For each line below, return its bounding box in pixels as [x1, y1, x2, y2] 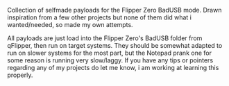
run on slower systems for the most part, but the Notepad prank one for [7, 49, 212, 57]
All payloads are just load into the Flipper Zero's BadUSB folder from [7, 34, 203, 42]
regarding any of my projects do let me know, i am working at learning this [7, 64, 219, 71]
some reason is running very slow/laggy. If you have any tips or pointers [7, 56, 214, 64]
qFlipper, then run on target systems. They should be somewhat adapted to [7, 42, 223, 49]
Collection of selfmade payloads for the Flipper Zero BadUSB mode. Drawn [7, 6, 222, 14]
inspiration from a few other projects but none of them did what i [7, 13, 192, 21]
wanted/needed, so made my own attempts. [7, 21, 133, 28]
